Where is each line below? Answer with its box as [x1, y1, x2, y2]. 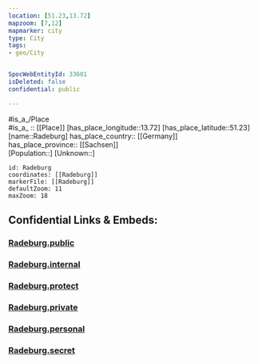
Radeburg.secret [8, 345, 76, 356]
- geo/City [8, 49, 45, 57]
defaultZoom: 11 [8, 185, 62, 193]
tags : [8, 42, 26, 50]
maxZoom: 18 [8, 191, 48, 200]
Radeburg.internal [8, 258, 81, 270]
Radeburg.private [8, 302, 78, 313]
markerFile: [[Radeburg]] [8, 178, 94, 186]
